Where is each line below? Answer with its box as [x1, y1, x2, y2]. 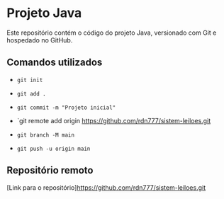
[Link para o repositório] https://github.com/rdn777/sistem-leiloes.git [6, 183, 206, 192]
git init [16, 76, 43, 84]
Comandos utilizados [6, 57, 103, 69]
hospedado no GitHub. [6, 35, 73, 44]
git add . [16, 90, 47, 97]
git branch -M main [16, 131, 75, 139]
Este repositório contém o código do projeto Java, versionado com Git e [6, 28, 217, 37]
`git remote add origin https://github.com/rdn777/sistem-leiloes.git [16, 116, 211, 125]
